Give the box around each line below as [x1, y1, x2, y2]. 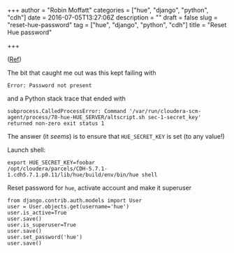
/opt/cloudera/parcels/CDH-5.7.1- [7, 165, 108, 172]
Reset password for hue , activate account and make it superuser [7, 184, 192, 192]
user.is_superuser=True [7, 222, 77, 229]
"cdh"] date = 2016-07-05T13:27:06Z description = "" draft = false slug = [7, 13, 218, 22]
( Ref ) [7, 55, 22, 63]
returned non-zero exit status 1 [7, 120, 105, 127]
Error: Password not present [7, 82, 92, 89]
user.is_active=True [7, 209, 68, 216]
